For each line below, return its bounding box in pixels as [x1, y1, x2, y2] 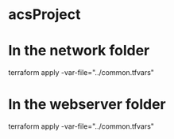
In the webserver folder [8, 96, 166, 114]
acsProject [8, 6, 81, 24]
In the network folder [8, 42, 150, 60]
